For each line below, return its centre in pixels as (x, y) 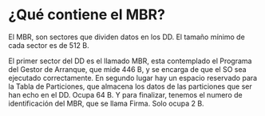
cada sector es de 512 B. (49, 45)
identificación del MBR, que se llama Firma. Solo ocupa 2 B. (107, 103)
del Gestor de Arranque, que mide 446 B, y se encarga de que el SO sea (127, 69)
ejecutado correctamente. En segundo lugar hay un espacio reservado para (133, 78)
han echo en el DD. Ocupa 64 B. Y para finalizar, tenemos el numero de (125, 94)
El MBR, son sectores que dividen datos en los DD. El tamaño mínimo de (127, 37)
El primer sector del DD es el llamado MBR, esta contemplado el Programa (130, 61)
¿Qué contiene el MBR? (87, 15)
